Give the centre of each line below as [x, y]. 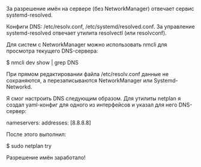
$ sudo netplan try [29, 146]
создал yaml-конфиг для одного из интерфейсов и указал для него [92, 105]
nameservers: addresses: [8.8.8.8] [49, 123]
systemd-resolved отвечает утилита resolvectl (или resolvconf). [86, 33]
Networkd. [19, 87]
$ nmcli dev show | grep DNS [43, 63]
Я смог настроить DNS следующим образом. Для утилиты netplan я [94, 98]
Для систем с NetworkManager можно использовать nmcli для [87, 45]
